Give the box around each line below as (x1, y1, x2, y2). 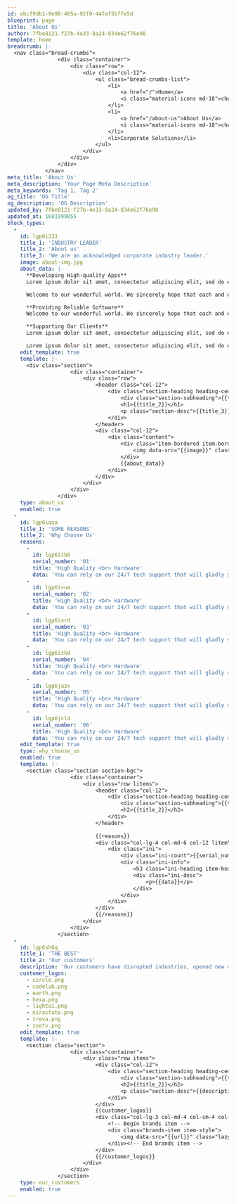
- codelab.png (25, 982, 68, 990)
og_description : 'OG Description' (7, 200, 109, 207)
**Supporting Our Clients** (25, 323, 109, 331)
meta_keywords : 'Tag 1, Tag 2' (7, 187, 99, 194)
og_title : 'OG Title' (7, 193, 71, 200)
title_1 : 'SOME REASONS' (20, 525, 93, 532)
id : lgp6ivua (32, 584, 71, 591)
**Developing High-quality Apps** (25, 271, 128, 278)
